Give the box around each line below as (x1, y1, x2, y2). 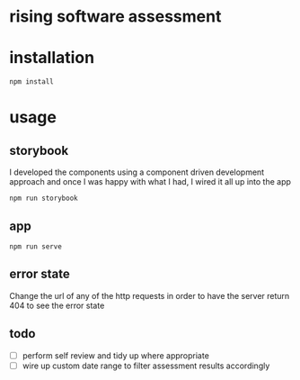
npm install (9, 77, 54, 86)
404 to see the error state (9, 300, 105, 311)
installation (9, 48, 95, 68)
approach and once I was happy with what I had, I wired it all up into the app (9, 176, 292, 187)
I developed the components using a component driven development (9, 167, 265, 177)
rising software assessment (9, 6, 222, 27)
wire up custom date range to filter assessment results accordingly (22, 360, 270, 371)
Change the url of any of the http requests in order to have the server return (9, 290, 290, 301)
